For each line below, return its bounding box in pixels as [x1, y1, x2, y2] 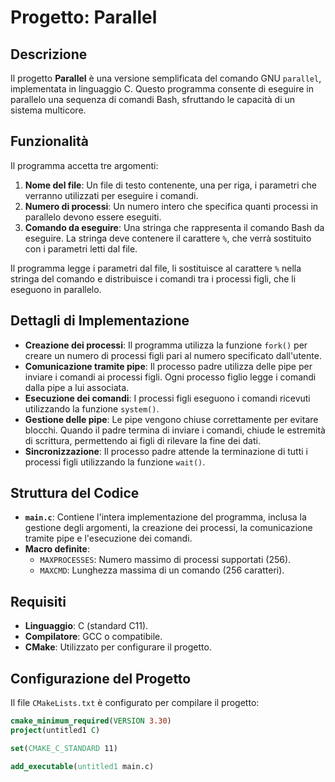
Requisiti [10, 593, 67, 610]
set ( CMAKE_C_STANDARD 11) [10, 743, 118, 753]
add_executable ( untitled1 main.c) [10, 761, 155, 771]
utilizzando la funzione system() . [24, 402, 160, 415]
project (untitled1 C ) [10, 725, 101, 735]
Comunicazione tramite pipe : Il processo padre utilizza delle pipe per [24, 360, 313, 372]
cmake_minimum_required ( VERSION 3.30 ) [10, 716, 172, 726]
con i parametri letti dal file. [24, 242, 138, 255]
